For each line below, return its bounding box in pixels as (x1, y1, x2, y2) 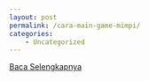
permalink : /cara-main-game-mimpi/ (9, 21, 141, 30)
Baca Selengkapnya (9, 62, 82, 72)
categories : (9, 29, 53, 38)
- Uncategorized (25, 37, 86, 47)
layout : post (9, 12, 58, 22)
